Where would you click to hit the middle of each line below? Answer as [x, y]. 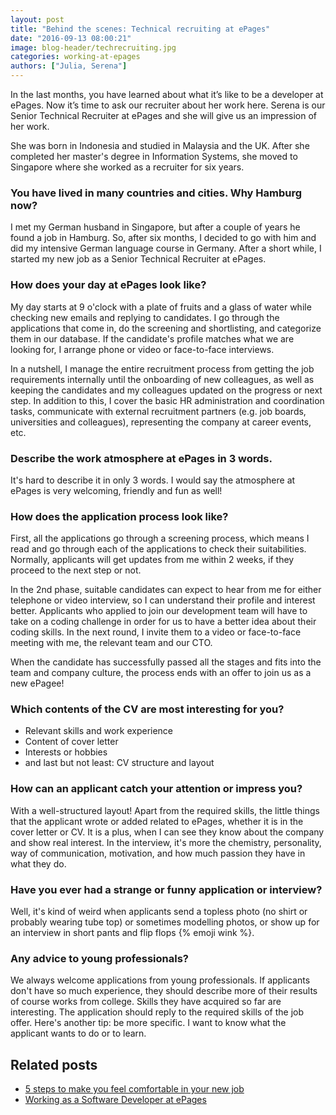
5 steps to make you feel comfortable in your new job [134, 1089]
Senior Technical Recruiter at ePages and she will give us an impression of [164, 115]
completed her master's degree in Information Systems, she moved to [154, 156]
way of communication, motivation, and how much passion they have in [158, 853]
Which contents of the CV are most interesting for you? [147, 709]
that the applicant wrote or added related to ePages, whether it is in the [157, 821]
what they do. [38, 863]
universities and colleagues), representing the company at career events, [161, 422]
